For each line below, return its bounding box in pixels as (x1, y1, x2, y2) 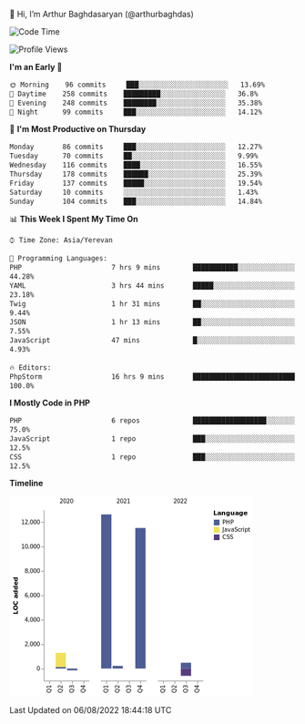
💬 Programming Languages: (9, 254, 107, 263)
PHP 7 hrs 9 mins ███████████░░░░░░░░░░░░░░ (9, 263, 296, 272)
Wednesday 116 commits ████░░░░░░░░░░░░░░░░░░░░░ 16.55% (9, 160, 262, 169)
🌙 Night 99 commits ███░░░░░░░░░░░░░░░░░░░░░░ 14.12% (9, 107, 262, 117)
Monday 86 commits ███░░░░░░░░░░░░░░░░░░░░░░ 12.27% (9, 142, 262, 151)
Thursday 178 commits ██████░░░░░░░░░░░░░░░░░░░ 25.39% (9, 169, 262, 178)
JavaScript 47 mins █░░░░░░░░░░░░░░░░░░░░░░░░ (9, 336, 296, 345)
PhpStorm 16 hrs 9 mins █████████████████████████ (9, 372, 296, 382)
